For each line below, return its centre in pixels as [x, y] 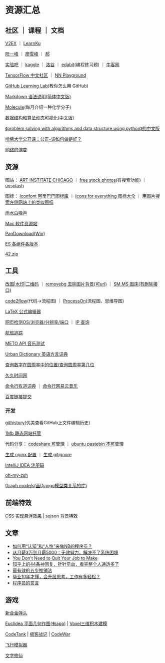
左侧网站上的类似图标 [31, 202]
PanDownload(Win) [25, 233]
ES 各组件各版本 [22, 244]
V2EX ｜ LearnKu [23, 43]
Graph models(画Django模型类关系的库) [46, 485]
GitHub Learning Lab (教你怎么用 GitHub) [47, 86]
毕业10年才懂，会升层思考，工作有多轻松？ [56, 576]
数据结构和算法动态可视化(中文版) [40, 118]
